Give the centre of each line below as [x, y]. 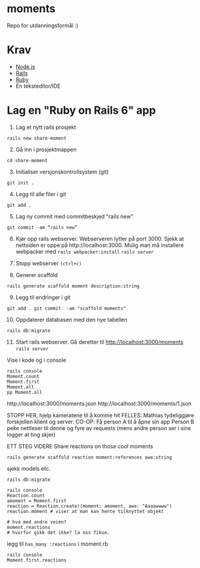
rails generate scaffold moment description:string [73, 286]
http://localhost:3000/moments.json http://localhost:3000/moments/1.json [99, 403]
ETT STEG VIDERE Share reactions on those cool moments [80, 446]
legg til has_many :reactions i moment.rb [57, 544]
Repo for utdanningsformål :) [43, 25]
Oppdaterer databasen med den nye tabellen [71, 319]
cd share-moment [27, 160]
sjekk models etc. [29, 468]
